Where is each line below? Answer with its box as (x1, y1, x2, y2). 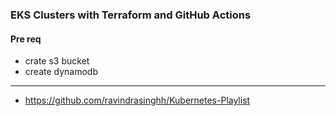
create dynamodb (24, 66, 98, 78)
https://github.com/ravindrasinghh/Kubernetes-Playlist (24, 94, 251, 107)
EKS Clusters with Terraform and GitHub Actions (10, 8, 252, 22)
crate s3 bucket (24, 55, 90, 67)
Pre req (10, 33, 42, 45)
